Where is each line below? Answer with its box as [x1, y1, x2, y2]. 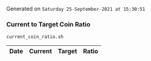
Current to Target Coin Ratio [6, 20, 91, 28]
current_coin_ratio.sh [6, 34, 64, 40]
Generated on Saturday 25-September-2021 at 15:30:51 [6, 5, 146, 12]
